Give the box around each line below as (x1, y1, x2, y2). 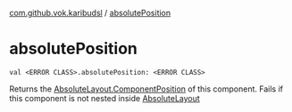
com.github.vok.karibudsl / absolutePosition (9, 8, 171, 18)
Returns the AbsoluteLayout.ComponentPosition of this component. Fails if (9, 84, 284, 94)
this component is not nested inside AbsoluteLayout (9, 92, 201, 103)
